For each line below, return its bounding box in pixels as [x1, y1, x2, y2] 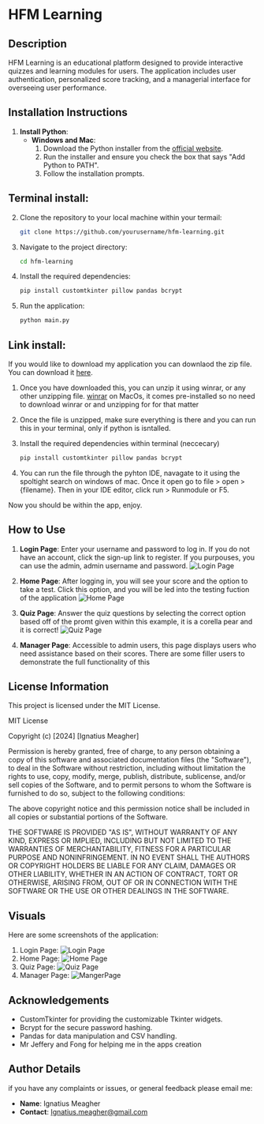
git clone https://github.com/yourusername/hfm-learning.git [19, 227, 225, 236]
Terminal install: [8, 192, 89, 205]
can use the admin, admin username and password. [19, 560, 188, 570]
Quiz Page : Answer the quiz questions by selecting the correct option [19, 608, 246, 617]
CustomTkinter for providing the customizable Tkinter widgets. [19, 1014, 223, 1024]
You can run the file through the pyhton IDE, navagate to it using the [19, 468, 240, 478]
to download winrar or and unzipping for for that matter [19, 399, 199, 409]
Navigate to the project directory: [19, 242, 128, 252]
